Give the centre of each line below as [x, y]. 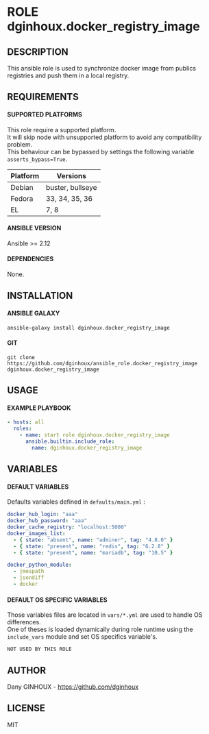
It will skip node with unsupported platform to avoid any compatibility [104, 137]
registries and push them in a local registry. [68, 75]
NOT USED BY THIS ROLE [39, 649]
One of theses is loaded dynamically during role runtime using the [100, 629]
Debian [22, 187]
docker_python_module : [39, 565]
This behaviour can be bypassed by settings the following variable [101, 151]
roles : [23, 429]
